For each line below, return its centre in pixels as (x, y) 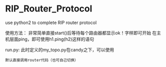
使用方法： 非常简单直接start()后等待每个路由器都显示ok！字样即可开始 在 (81, 32)
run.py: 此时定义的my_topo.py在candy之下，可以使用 (59, 49)
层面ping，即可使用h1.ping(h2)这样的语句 (52, 39)
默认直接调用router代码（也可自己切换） (42, 60)
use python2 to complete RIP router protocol (51, 22)
